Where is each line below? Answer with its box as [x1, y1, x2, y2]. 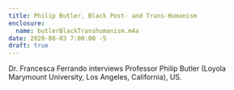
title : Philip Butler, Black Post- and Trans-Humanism [8, 11, 198, 20]
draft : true [8, 42, 49, 50]
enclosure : [8, 19, 45, 27]
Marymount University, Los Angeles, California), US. [8, 72, 182, 82]
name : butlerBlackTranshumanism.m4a [15, 27, 139, 35]
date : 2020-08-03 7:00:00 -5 [8, 34, 107, 43]
